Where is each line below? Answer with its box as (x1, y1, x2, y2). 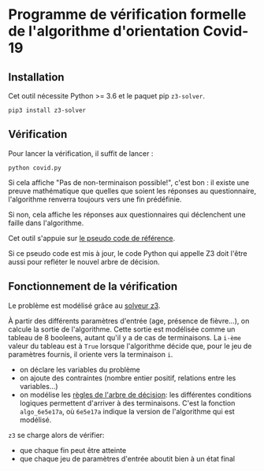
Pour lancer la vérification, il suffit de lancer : (8, 148, 154, 158)
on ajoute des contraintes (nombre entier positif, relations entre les (19, 373, 236, 383)
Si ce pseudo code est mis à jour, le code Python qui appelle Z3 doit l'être (8, 248, 247, 258)
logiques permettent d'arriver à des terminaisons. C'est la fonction (19, 398, 236, 407)
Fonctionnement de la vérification (8, 280, 178, 293)
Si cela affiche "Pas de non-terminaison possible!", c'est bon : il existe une (8, 177, 250, 187)
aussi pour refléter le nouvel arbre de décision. (8, 257, 160, 266)
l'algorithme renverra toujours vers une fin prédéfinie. (8, 195, 182, 204)
